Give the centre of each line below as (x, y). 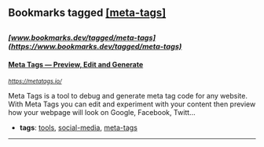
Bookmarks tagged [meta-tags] (87, 13)
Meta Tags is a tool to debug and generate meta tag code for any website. (128, 95)
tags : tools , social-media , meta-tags (78, 127)
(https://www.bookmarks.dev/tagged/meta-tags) (95, 47)
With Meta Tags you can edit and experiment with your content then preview (132, 104)
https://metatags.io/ (35, 81)
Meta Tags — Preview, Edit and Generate (76, 65)
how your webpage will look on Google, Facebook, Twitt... (102, 112)
